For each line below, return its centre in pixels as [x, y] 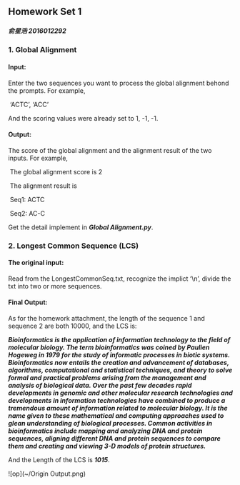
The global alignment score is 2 [56, 171]
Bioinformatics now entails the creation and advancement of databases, [119, 363]
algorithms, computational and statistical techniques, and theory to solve [120, 370]
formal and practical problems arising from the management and [107, 378]
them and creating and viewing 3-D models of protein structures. [107, 446]
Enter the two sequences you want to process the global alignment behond [119, 83]
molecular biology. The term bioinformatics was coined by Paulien [109, 347]
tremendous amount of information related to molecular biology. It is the [118, 408]
